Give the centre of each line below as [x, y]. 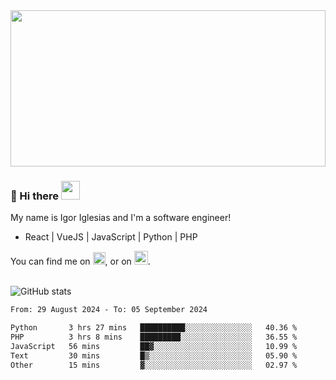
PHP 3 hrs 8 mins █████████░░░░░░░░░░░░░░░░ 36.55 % [154, 337]
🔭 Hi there [35, 196]
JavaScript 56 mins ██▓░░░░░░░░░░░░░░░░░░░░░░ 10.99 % [154, 346]
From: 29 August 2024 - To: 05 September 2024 [109, 310]
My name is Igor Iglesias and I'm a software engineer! [121, 218]
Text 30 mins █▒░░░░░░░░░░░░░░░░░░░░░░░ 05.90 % [154, 355]
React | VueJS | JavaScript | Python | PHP [111, 237]
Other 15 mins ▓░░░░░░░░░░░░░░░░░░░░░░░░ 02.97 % [154, 365]
